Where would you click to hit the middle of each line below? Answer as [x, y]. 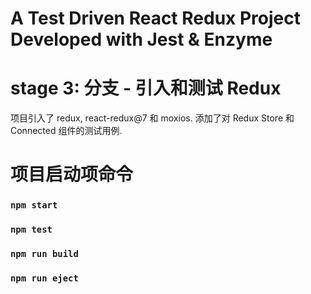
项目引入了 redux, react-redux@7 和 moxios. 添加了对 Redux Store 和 [152, 118]
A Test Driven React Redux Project [155, 18]
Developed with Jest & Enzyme [141, 39]
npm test [31, 230]
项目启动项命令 [72, 174]
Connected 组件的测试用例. [66, 131]
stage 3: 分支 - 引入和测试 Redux [146, 88]
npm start [34, 205]
